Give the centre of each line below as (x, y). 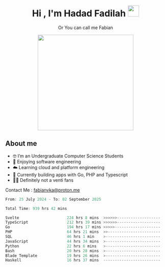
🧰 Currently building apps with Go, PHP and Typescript (70, 175)
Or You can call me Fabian (86, 28)
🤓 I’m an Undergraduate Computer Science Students (68, 156)
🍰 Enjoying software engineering (47, 162)
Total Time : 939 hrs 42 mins (36, 208)
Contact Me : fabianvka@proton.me (43, 190)
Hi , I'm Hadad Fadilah (79, 14)
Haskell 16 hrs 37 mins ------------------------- (83, 260)
